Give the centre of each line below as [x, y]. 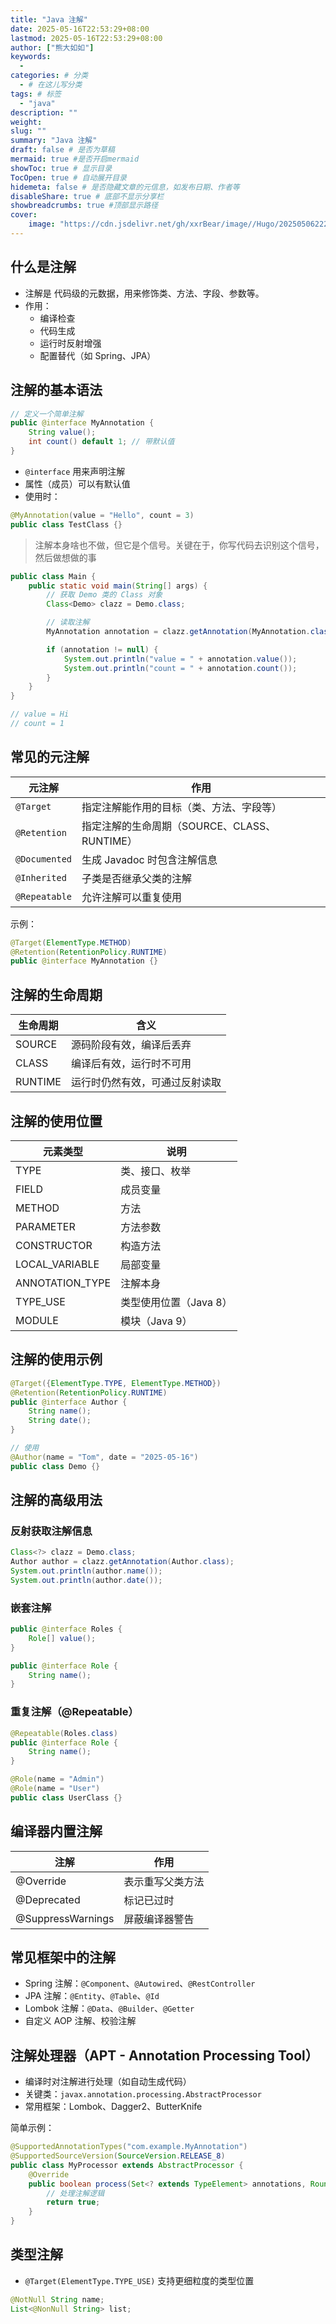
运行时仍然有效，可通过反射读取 [146, 1083]
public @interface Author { [69, 1402]
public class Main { [53, 576]
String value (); [62, 432]
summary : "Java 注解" [54, 141]
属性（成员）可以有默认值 [77, 483]
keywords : [31, 57]
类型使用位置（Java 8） [176, 1302]
